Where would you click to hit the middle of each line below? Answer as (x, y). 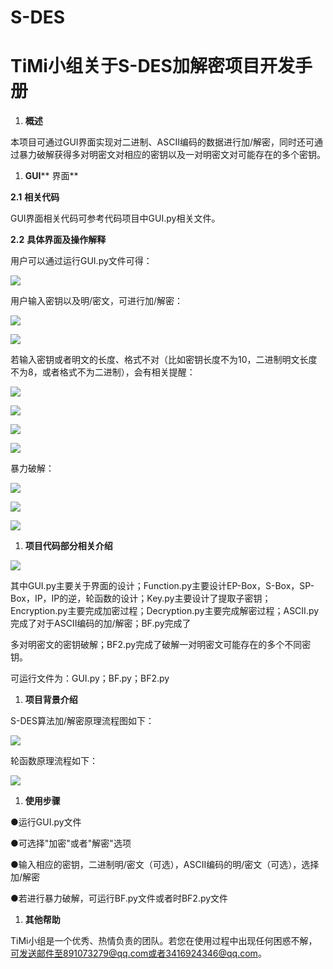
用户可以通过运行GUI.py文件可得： (81, 261)
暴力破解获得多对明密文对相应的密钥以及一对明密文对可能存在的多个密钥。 (172, 155)
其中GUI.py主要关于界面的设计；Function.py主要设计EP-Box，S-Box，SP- (162, 586)
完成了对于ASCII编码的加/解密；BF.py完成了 (101, 623)
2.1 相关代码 (35, 197)
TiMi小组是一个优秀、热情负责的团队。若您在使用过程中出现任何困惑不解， (164, 941)
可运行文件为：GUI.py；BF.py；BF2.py (90, 678)
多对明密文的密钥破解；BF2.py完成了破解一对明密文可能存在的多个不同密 (161, 645)
